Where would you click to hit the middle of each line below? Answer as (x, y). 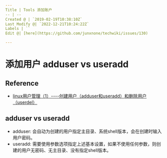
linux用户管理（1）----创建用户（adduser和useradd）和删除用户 (79, 96)
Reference (22, 83)
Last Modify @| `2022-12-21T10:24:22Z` (47, 24)
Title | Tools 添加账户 (29, 10)
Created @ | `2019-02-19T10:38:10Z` (44, 19)
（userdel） (25, 102)
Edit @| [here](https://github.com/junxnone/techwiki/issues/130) (77, 33)
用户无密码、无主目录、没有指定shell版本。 (66, 150)
